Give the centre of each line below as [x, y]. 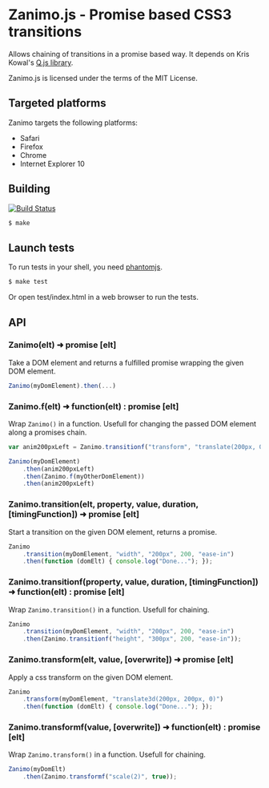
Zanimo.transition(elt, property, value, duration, [103, 504]
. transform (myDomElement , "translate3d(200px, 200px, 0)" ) [123, 699]
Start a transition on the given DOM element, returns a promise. [113, 531]
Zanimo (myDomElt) [37, 770]
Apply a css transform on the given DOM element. [91, 677]
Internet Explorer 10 [52, 164]
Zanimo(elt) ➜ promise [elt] [62, 345]
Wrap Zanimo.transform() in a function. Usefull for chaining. [107, 754]
